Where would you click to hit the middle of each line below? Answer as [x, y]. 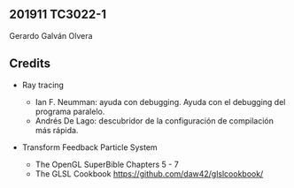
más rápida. [57, 130]
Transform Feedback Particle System [89, 147]
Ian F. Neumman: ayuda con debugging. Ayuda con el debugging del [160, 102]
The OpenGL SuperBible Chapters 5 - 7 [107, 164]
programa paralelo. [70, 111]
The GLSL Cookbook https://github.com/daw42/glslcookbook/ [149, 173]
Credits [30, 64]
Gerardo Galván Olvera [51, 35]
